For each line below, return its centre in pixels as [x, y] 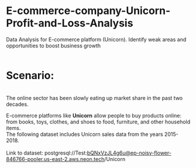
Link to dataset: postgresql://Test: [47, 153]
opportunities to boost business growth [54, 46]
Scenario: [30, 76]
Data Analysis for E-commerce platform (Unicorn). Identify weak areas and [96, 39]
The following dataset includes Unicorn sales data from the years [85, 134]
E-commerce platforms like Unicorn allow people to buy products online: [94, 115]
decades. [17, 104]
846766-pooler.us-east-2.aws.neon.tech [55, 159]
